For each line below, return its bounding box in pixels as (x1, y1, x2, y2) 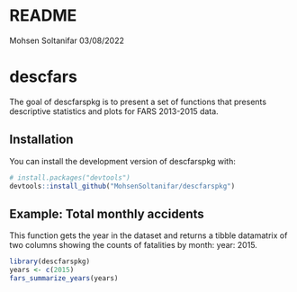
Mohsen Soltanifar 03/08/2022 (9, 35, 124, 46)
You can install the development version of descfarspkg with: (9, 155, 237, 166)
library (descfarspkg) (9, 257, 91, 266)
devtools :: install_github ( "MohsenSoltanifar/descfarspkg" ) (9, 181, 236, 190)
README (9, 5, 77, 26)
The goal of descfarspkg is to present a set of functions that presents (9, 96, 267, 107)
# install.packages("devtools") (9, 173, 130, 182)
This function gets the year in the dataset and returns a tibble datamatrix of (9, 230, 288, 241)
